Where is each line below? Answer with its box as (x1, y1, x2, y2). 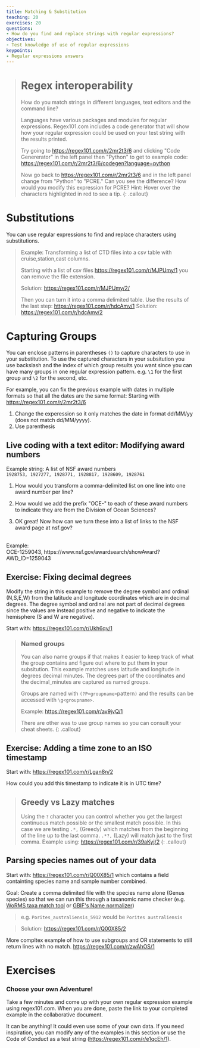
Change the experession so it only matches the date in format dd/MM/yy (14, 410, 193, 417)
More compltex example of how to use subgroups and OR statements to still (6, 937, 192, 944)
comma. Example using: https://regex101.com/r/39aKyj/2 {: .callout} (20, 838, 187, 845)
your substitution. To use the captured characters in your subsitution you (6, 355, 185, 362)
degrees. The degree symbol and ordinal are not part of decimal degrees (6, 600, 185, 608)
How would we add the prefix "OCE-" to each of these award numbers (14, 500, 188, 507)
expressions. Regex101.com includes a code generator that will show (20, 123, 189, 130)
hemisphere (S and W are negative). (6, 613, 95, 621)
